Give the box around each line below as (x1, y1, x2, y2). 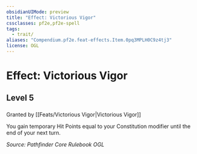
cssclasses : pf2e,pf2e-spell (6, 20, 80, 26)
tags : (6, 25, 20, 32)
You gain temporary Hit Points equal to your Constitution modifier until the (6, 122, 191, 130)
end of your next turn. (6, 129, 61, 136)
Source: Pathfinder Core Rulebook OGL (6, 141, 105, 149)
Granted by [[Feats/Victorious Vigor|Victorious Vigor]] (6, 111, 141, 118)
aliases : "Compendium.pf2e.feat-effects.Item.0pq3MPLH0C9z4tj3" (6, 37, 172, 43)
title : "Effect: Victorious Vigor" (6, 15, 96, 21)
